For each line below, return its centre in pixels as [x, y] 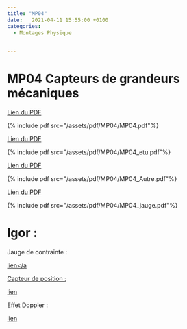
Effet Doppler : [27, 305]
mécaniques [43, 94]
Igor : [22, 233]
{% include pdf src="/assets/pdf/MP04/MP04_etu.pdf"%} [89, 152]
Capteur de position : [37, 279]
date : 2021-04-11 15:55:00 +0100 [58, 20]
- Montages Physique [42, 33]
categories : [24, 26]
